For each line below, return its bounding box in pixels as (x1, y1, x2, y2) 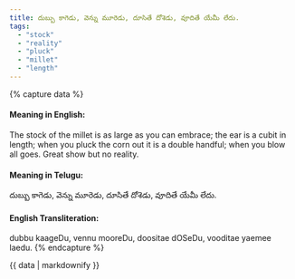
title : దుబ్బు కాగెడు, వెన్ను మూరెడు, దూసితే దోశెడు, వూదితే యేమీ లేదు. (9, 13, 240, 23)
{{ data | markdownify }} (9, 260, 100, 271)
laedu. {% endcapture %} (9, 242, 105, 254)
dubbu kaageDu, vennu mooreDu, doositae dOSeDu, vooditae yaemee (9, 233, 271, 244)
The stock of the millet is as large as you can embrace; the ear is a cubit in (9, 130, 287, 140)
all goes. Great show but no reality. (9, 149, 139, 159)
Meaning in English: (9, 110, 86, 120)
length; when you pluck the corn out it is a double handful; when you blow (9, 139, 286, 150)
